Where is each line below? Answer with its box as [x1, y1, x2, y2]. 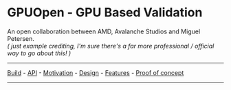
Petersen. [7, 34, 34, 42]
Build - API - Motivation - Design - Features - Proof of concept [7, 68, 184, 76]
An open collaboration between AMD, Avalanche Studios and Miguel [7, 27, 201, 35]
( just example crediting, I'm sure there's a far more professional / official [7, 42, 214, 50]
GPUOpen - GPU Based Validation [7, 5, 203, 20]
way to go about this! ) [7, 49, 71, 57]
